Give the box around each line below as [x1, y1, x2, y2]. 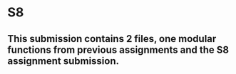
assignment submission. [7, 55, 120, 67]
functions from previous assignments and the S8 [7, 43, 230, 55]
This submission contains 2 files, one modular [7, 33, 217, 45]
